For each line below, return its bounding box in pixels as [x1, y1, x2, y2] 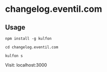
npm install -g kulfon [5, 36, 52, 41]
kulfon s [5, 53, 23, 58]
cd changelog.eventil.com [5, 45, 58, 50]
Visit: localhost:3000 [5, 62, 47, 68]
